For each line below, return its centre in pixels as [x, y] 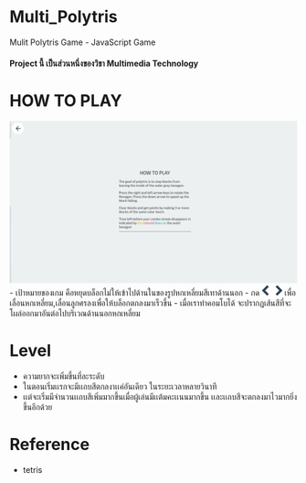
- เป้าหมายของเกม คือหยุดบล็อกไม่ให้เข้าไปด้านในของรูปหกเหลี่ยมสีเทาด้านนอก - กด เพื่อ [153, 292]
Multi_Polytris [63, 17]
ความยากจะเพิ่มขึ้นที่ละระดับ [63, 376]
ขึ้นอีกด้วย [37, 407]
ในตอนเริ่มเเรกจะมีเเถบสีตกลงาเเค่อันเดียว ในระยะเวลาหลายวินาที [120, 386]
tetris [32, 469]
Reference [49, 445]
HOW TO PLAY [66, 100]
